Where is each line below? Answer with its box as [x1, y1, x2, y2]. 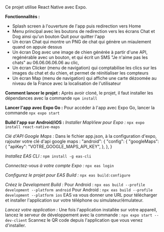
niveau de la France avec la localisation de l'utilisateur [12, 80, 121, 86]
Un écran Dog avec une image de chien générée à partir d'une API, [12, 49, 148, 55]
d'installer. [5, 223, 26, 228]
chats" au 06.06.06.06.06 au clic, [12, 60, 79, 65]
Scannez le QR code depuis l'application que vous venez [28, 217, 143, 223]
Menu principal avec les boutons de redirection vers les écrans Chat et [12, 28, 155, 34]
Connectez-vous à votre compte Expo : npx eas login [5, 163, 114, 168]
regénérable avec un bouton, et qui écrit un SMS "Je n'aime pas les [12, 54, 148, 60]
